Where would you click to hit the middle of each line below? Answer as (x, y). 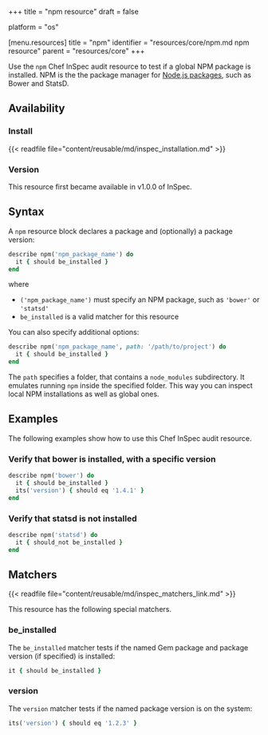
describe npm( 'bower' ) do (51, 476)
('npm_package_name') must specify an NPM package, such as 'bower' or (140, 300)
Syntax (26, 212)
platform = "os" (33, 27)
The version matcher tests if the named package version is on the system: (130, 708)
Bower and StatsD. (39, 83)
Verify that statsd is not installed (73, 518)
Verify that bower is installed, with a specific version (112, 459)
